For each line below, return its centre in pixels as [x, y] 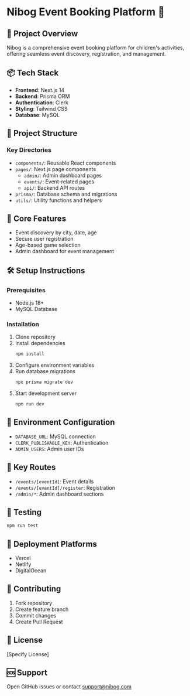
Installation [23, 324]
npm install [30, 354]
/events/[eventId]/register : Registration [65, 487]
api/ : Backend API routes [54, 187]
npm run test [23, 526]
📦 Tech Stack [33, 73]
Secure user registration [44, 239]
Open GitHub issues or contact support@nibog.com [69, 687]
